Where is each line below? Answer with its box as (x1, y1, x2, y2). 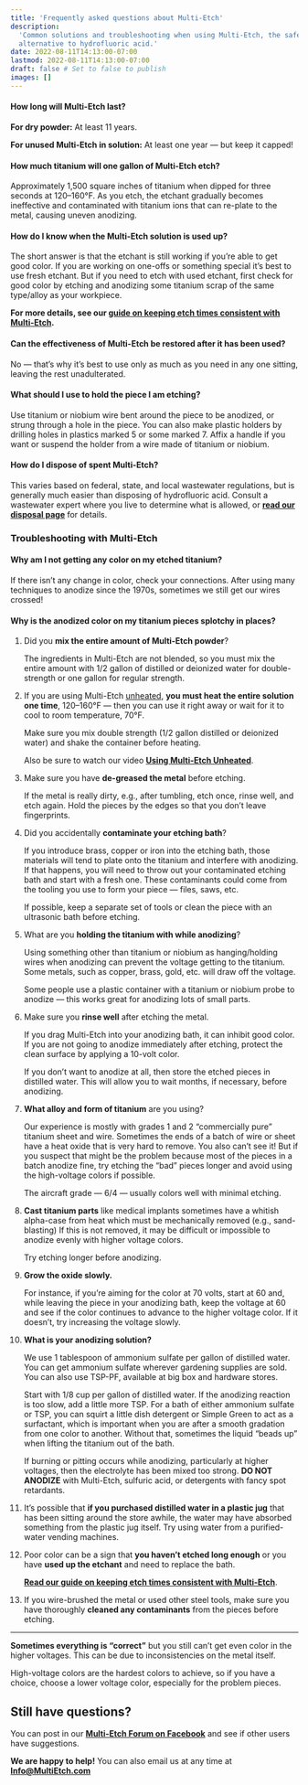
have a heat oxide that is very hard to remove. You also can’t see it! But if (23, 1140, 299, 1152)
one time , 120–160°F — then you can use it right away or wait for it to (23, 700, 284, 711)
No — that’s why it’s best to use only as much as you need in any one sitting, (10, 358, 299, 369)
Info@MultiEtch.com (10, 1766, 91, 1777)
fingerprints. (23, 810, 71, 821)
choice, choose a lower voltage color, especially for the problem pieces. (10, 1677, 281, 1688)
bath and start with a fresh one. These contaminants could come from (23, 874, 288, 885)
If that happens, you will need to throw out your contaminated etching (23, 865, 286, 876)
